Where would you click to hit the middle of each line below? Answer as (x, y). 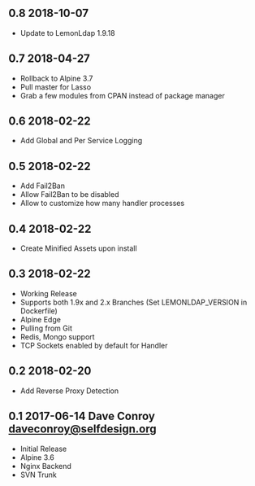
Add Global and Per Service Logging (81, 141)
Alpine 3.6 (37, 457)
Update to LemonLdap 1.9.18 (67, 33)
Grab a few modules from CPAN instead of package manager (122, 95)
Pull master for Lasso (56, 87)
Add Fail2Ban (42, 186)
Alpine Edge (40, 319)
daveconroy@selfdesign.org (82, 429)
